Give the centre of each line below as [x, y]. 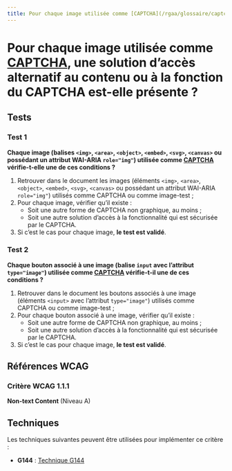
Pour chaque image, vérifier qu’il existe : [75, 202]
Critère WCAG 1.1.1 [38, 386]
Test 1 [17, 137]
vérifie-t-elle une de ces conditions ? [61, 167]
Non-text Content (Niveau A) [49, 401]
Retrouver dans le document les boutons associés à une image [107, 293]
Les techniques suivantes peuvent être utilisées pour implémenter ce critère [115, 440]
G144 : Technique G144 [51, 461]
